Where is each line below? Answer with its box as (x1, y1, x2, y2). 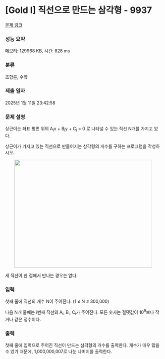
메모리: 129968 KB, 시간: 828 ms (5, 48, 70, 54)
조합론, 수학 (5, 74, 28, 80)
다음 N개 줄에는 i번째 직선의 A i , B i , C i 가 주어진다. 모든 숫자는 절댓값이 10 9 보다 (5, 308, 155, 316)
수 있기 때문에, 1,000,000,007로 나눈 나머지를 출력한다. (5, 348, 112, 354)
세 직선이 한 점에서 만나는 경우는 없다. (5, 272, 78, 278)
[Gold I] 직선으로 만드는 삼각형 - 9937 (5, 4, 152, 16)
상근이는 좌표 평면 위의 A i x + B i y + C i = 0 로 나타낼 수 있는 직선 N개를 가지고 (5, 125, 153, 132)
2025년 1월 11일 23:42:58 (5, 100, 55, 106)
